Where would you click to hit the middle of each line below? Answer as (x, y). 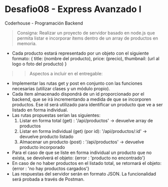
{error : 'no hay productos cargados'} (51, 168)
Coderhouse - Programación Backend (44, 23)
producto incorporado (42, 147)
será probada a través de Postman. (48, 179)
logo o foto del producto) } (39, 64)
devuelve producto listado (46, 136)
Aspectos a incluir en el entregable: (66, 73)
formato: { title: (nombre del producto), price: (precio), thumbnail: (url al (86, 58)
